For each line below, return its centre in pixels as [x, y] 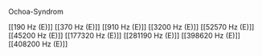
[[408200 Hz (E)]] [38, 44]
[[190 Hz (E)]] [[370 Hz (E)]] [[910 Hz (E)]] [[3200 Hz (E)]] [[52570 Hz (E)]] [131, 27]
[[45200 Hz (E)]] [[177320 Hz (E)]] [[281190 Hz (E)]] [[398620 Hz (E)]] [125, 36]
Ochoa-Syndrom [36, 12]
